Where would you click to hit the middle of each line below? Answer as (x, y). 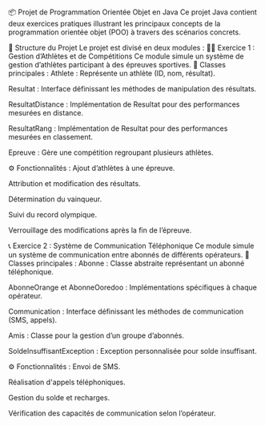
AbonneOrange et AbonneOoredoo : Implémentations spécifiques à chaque (133, 287)
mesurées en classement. (51, 137)
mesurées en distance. (46, 113)
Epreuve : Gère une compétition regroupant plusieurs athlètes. (111, 152)
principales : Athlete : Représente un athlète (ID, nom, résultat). (112, 73)
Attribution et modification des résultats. (75, 183)
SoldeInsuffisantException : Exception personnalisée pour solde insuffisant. (133, 351)
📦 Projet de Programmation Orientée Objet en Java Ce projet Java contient (133, 12)
